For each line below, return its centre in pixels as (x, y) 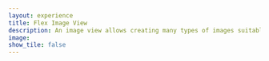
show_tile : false (37, 45)
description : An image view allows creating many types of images (121, 30)
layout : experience (41, 15)
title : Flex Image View (48, 23)
